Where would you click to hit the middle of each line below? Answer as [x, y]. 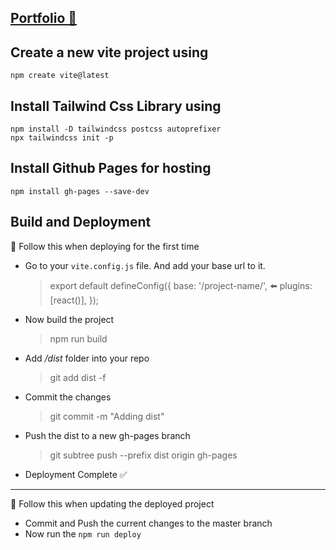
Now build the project [69, 319]
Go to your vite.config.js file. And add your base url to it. [145, 265]
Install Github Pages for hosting [111, 168]
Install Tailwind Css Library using [116, 106]
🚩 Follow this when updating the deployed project [112, 503]
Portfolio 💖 [44, 18]
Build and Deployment [81, 222]
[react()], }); [74, 300]
